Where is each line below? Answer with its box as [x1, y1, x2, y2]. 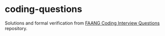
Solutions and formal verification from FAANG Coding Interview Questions [5, 20, 160, 26]
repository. [5, 25, 28, 31]
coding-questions [5, 3, 82, 15]
